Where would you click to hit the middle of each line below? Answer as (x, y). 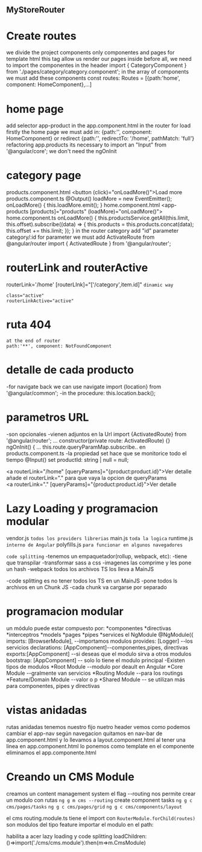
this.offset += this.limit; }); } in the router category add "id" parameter (93, 231)
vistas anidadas (47, 710)
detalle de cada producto (70, 370)
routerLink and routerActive (77, 268)
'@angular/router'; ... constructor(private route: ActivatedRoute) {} (88, 440)
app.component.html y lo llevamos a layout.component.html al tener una (96, 740)
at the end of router (33, 341)
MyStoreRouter (36, 10)
